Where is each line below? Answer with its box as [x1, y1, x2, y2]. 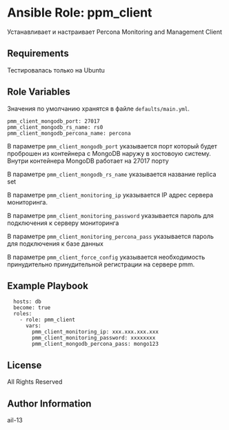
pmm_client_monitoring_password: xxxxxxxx [32, 335, 156, 342]
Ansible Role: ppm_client [7, 5, 152, 21]
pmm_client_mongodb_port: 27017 [7, 117, 100, 125]
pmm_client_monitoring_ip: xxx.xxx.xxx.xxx [32, 329, 159, 335]
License [7, 359, 42, 371]
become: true [13, 304, 51, 311]
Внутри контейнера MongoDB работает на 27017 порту [7, 157, 169, 165]
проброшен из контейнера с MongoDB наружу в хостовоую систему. [7, 149, 212, 157]
